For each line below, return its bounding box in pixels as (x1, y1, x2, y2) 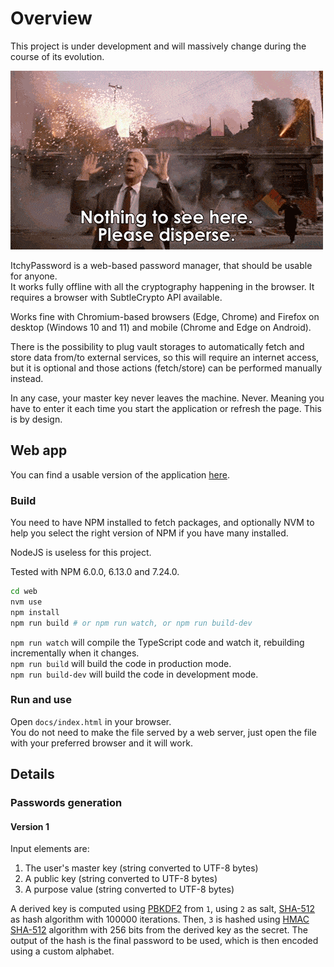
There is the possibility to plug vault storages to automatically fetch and (10, 340, 305, 352)
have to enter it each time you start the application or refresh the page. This (10, 402, 322, 414)
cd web (10, 587, 38, 597)
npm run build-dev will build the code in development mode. (10, 668, 259, 680)
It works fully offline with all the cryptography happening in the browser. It (10, 280, 315, 292)
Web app (10, 442, 68, 459)
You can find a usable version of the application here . (10, 468, 230, 481)
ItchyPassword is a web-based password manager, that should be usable (10, 259, 313, 271)
